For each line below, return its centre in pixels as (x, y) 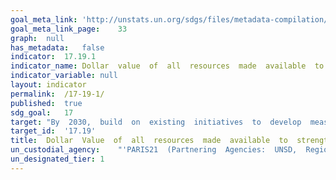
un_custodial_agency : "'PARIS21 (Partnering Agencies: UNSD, (154, 150)
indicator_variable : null (64, 76)
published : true (46, 103)
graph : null (37, 38)
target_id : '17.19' (53, 131)
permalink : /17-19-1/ (57, 94)
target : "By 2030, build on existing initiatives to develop (156, 122)
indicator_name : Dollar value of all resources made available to (167, 66)
